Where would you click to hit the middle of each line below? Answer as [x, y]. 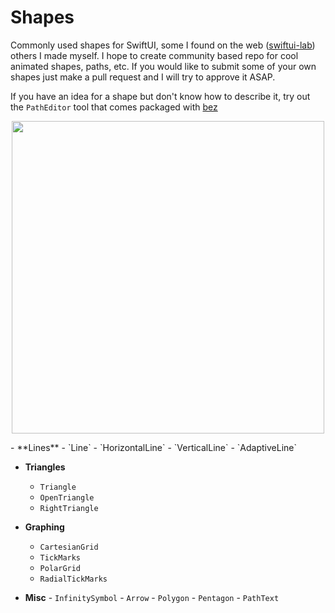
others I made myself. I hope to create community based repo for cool [154, 55]
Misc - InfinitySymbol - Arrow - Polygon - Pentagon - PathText [152, 597]
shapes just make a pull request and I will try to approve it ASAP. [143, 77]
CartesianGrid [69, 547]
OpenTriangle [67, 497]
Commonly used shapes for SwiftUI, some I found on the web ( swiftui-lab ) [163, 45]
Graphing [44, 527]
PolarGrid [60, 568]
